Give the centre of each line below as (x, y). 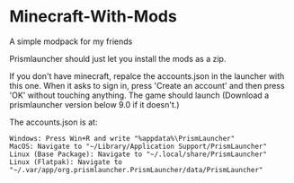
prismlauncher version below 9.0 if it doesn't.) (94, 104)
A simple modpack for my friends (71, 41)
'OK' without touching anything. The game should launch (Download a (139, 95)
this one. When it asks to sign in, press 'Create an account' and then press (147, 85)
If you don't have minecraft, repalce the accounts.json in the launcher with (147, 76)
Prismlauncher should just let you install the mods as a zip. (118, 58)
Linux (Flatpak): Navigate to (66, 162)
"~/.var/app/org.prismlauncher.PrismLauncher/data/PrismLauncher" (136, 170)
